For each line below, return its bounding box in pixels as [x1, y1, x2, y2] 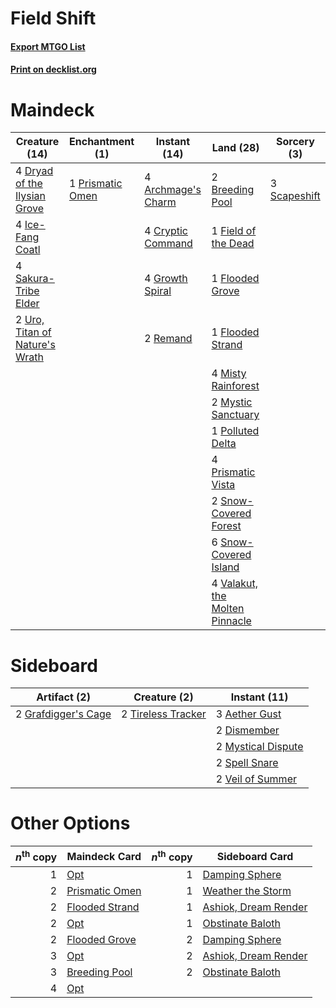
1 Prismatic [68, 177, 123, 191]
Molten [211, 602, 245, 616]
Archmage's [144, 183, 202, 197]
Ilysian [15, 189, 46, 203]
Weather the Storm [202, 883, 292, 897]
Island [211, 560, 240, 574]
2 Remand [144, 332, 193, 346]
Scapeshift [269, 189, 321, 203]
